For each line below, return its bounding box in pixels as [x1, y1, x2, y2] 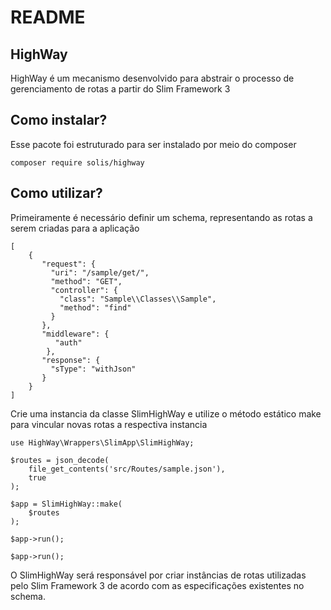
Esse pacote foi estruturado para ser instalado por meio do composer [10, 138, 297, 150]
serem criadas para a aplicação [10, 222, 140, 234]
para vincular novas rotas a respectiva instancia [10, 418, 208, 430]
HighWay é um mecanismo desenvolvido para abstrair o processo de [10, 72, 295, 84]
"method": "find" [59, 302, 132, 313]
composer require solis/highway [10, 157, 145, 168]
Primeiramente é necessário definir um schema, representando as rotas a [10, 211, 313, 223]
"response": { [41, 355, 101, 365]
